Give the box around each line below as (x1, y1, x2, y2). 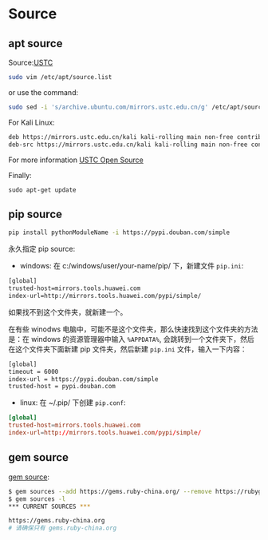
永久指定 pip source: (8, 244, 76, 254)
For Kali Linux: (8, 117, 55, 127)
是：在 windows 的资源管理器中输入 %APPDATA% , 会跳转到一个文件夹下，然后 (8, 334, 254, 343)
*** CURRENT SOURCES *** (8, 502, 91, 510)
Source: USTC (8, 58, 53, 67)
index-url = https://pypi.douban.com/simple (8, 375, 159, 383)
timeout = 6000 (8, 367, 59, 375)
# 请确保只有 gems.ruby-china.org (8, 524, 117, 532)
